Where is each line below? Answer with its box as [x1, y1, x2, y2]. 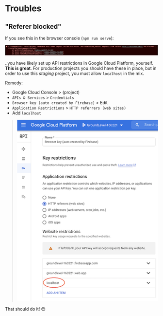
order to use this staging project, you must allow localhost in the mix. [5, 70, 144, 76]
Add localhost [12, 110, 41, 116]
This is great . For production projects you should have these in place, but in [5, 65, 157, 71]
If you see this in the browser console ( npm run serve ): [5, 35, 114, 41]
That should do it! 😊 [5, 306, 46, 312]
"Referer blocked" [5, 22, 62, 31]
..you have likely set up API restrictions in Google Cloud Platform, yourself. [5, 60, 154, 66]
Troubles [5, 3, 42, 14]
